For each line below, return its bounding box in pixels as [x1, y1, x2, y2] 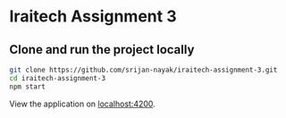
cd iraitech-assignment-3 [9, 73, 105, 82]
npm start [9, 82, 46, 91]
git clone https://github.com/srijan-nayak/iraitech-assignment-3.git [9, 65, 278, 74]
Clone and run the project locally [9, 42, 195, 57]
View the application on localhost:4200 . [9, 98, 156, 109]
